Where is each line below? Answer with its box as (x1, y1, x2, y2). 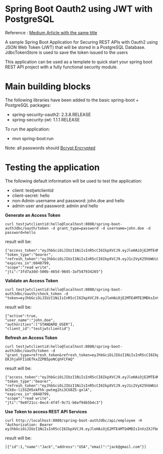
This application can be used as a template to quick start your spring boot (5, 59, 153, 65)
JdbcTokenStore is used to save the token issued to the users (5, 49, 128, 55)
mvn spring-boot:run (12, 135, 54, 141)
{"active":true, (5, 313, 38, 318)
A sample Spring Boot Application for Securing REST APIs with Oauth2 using (5, 39, 158, 45)
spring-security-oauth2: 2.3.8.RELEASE (12, 112, 91, 117)
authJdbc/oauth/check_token (5, 291, 62, 296)
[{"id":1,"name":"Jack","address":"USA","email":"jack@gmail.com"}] (5, 444, 147, 449)
